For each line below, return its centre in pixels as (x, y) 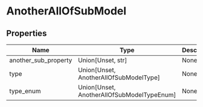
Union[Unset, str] (103, 60)
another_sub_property (41, 60)
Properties (27, 33)
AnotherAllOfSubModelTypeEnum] (127, 95)
